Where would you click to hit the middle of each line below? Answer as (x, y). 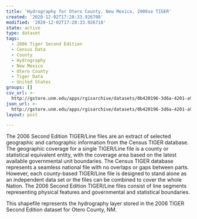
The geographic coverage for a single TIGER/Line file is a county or (87, 149)
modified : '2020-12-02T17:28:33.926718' (56, 22)
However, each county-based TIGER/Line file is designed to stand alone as (96, 173)
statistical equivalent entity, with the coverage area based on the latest (91, 155)
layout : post (22, 114)
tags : (13, 39)
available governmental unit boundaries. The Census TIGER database (90, 161)
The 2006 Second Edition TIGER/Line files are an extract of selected (89, 136)
